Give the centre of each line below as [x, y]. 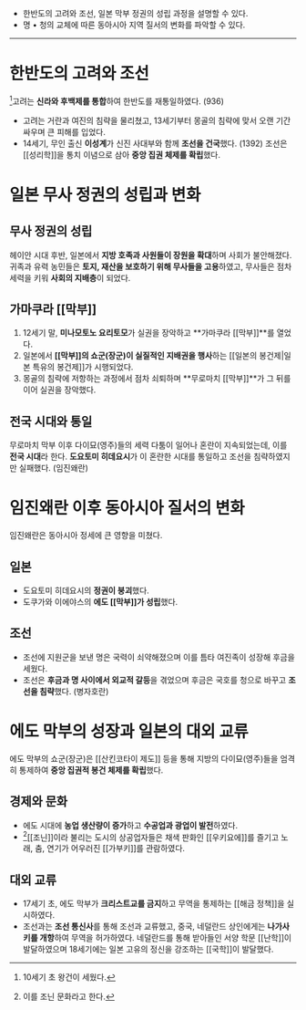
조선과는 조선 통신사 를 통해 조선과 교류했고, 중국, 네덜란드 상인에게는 [144, 926]
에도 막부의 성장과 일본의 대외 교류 [129, 731]
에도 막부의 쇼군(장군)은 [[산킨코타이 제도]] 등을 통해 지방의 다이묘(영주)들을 [144, 758]
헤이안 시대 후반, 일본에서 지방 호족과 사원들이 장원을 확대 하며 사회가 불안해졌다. [151, 255]
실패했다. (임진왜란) [54, 468]
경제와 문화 [39, 802]
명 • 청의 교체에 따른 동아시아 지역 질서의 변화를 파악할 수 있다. [134, 25]
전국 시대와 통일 [51, 421]
